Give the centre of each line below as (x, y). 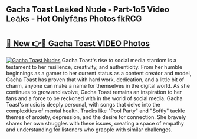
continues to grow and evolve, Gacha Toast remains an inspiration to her (94, 92)
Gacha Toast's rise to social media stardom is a (119, 60)
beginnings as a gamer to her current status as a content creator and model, (99, 73)
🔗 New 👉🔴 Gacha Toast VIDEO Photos (78, 43)
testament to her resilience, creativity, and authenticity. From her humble (94, 67)
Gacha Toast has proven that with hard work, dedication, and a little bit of (95, 80)
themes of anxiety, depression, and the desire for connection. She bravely (96, 117)
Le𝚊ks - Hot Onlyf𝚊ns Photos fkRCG (74, 19)
